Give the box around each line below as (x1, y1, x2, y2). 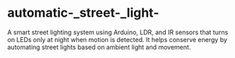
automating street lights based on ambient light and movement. (7, 43, 191, 51)
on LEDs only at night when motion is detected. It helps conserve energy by (7, 35, 228, 43)
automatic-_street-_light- (7, 5, 159, 21)
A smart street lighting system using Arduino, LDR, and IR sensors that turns (7, 28, 229, 36)
